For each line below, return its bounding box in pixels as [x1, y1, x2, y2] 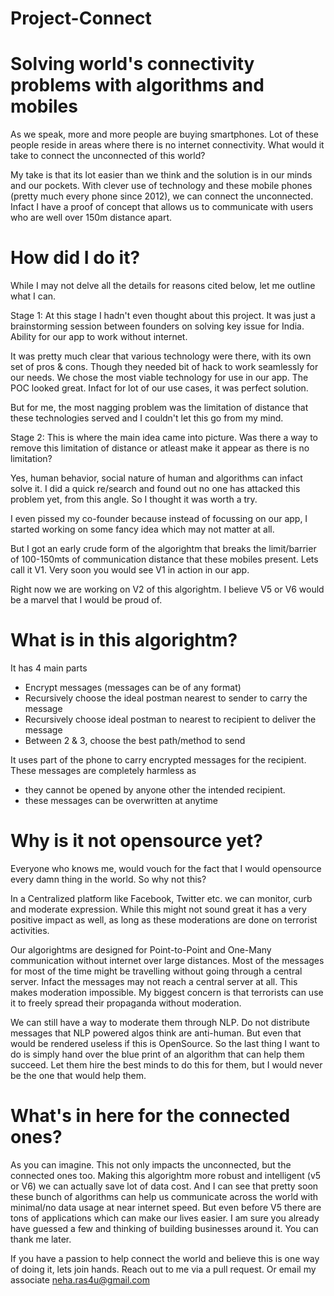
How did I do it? [10, 247, 141, 269]
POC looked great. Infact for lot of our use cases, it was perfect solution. [10, 382, 309, 394]
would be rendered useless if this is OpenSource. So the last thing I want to [10, 1037, 320, 1049]
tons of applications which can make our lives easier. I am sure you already [10, 1212, 320, 1224]
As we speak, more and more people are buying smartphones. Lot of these [10, 128, 319, 141]
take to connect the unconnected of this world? [10, 150, 206, 162]
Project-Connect [10, 7, 152, 30]
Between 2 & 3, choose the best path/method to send [24, 735, 246, 746]
